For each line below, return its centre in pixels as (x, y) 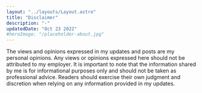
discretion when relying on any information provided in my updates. (91, 84)
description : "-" (28, 23)
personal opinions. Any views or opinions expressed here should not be (96, 58)
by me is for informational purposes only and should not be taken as (92, 71)
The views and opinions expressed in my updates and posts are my (90, 51)
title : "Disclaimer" (32, 18)
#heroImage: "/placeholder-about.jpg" (55, 34)
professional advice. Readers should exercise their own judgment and (93, 77)
